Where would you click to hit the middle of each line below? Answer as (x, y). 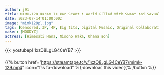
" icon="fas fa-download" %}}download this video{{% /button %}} (89, 67)
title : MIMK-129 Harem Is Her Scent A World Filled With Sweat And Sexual (83, 14)
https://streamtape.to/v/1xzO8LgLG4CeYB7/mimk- (92, 62)
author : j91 (17, 9)
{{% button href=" (23, 62)
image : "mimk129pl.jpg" (29, 23)
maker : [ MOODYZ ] (21, 32)
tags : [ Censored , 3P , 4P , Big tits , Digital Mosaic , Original (70, 28)
